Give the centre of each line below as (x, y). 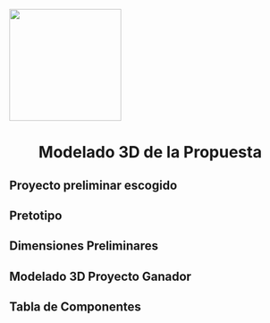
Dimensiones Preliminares (84, 246)
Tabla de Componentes (75, 307)
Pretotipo (36, 215)
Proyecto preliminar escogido (93, 185)
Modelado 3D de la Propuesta (150, 153)
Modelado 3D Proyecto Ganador (101, 276)
